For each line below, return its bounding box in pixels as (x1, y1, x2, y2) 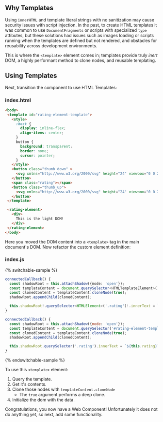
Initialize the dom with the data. (12, 397, 75, 403)
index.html (5, 97, 31, 103)
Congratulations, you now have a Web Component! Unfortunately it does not (5, 406, 158, 412)
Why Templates (5, 4, 54, 12)
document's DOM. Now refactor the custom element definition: (5, 244, 131, 250)
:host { (16, 121, 32, 126)
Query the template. (12, 376, 52, 382)
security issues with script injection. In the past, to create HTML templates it (5, 22, 157, 28)
